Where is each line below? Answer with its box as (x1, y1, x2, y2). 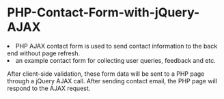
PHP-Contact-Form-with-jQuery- (7, 5, 200, 20)
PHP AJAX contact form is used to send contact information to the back (16, 42, 218, 50)
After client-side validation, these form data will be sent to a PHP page (7, 70, 205, 78)
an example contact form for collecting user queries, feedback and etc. (16, 56, 216, 64)
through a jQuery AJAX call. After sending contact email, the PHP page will (7, 76, 217, 85)
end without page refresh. (7, 49, 81, 57)
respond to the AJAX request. (7, 84, 91, 92)
